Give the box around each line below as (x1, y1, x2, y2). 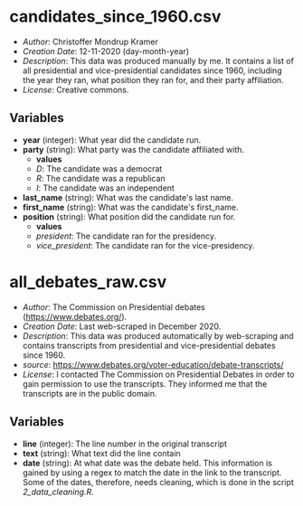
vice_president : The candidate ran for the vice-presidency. (35, 239, 255, 250)
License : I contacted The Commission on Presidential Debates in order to (22, 369, 295, 379)
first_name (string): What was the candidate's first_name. (22, 201, 239, 212)
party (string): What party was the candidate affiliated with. (22, 144, 245, 155)
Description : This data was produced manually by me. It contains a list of (22, 55, 294, 66)
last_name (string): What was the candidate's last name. (22, 192, 233, 202)
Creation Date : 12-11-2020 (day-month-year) (22, 45, 190, 56)
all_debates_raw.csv (9, 271, 167, 292)
